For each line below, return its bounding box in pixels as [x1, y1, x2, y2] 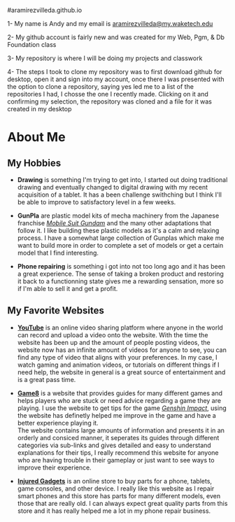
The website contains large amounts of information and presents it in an [17, 426, 225, 435]
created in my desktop [7, 105, 72, 113]
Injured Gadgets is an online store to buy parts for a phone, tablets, [17, 477, 212, 485]
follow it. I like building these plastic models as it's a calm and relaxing [17, 227, 220, 234]
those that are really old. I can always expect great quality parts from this [17, 499, 228, 507]
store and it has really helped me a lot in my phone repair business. [17, 507, 211, 515]
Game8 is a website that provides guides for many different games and [17, 388, 222, 397]
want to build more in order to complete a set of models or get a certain [17, 241, 224, 249]
